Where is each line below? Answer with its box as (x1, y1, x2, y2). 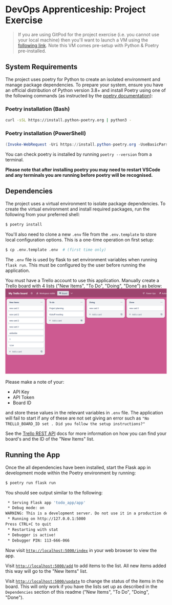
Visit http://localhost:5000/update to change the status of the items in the (5, 578, 164, 584)
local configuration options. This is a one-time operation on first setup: (5, 237, 155, 243)
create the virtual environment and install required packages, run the (5, 206, 150, 212)
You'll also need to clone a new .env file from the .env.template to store (5, 231, 157, 237)
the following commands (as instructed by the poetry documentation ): (5, 92, 153, 98)
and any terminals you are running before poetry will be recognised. (5, 172, 153, 178)
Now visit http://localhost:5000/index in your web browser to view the (5, 547, 157, 553)
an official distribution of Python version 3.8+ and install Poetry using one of (5, 87, 166, 93)
